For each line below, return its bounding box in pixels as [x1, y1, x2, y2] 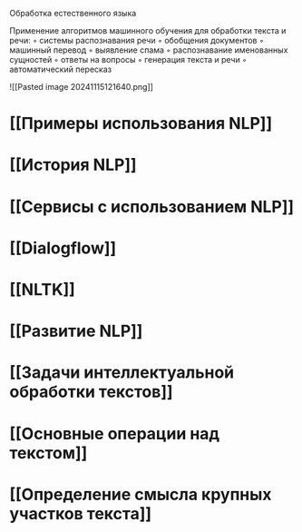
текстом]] [9, 442, 88, 463]
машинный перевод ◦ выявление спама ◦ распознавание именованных [9, 44, 288, 55]
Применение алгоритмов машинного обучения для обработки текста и [9, 25, 287, 35]
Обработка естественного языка [9, 8, 137, 18]
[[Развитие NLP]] [9, 321, 143, 341]
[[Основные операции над [9, 423, 220, 444]
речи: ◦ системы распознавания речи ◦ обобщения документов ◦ [9, 35, 265, 45]
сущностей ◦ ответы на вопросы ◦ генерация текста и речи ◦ [9, 54, 248, 64]
